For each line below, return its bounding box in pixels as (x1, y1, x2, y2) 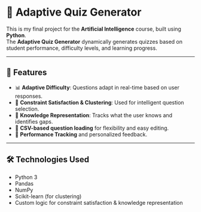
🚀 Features (6, 67, 47, 77)
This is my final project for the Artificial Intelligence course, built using (6, 25, 181, 32)
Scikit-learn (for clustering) (14, 192, 82, 200)
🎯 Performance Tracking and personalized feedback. (14, 130, 148, 138)
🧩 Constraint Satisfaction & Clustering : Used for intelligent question (14, 98, 184, 106)
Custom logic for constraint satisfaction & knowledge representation (14, 199, 184, 206)
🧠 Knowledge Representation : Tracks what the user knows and (14, 111, 172, 119)
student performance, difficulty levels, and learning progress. (6, 44, 157, 52)
